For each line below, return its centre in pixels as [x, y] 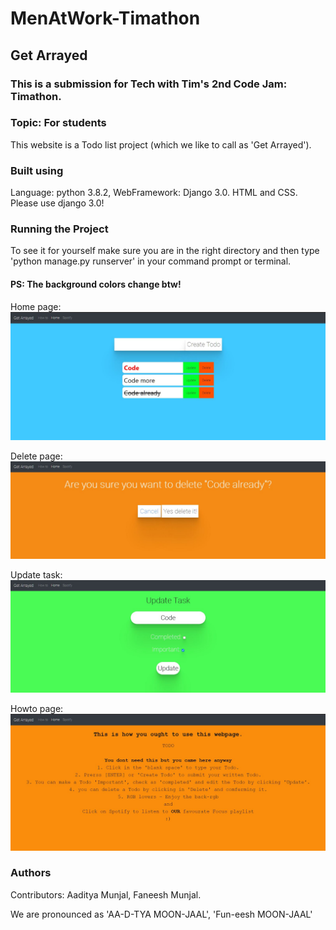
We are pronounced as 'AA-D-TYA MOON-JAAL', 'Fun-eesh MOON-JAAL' [161, 914]
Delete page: [36, 456]
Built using [37, 170]
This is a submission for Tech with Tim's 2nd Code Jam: [149, 84]
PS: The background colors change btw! [96, 284]
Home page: [36, 306]
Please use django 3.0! [57, 203]
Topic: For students [58, 123]
